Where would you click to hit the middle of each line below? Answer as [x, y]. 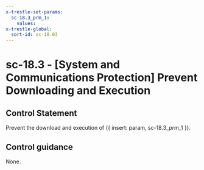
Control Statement [41, 113]
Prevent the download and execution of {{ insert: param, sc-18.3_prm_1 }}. [98, 128]
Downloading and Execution [78, 90]
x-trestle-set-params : [34, 12]
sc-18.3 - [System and [63, 65]
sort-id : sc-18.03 [35, 35]
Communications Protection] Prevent [102, 78]
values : [26, 23]
